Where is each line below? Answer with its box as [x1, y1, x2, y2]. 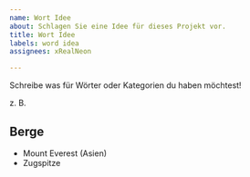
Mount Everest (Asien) [22, 147, 108, 159]
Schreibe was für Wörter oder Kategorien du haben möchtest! [9, 80, 242, 91]
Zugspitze [22, 157, 61, 168]
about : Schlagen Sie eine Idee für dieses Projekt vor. [9, 22, 226, 31]
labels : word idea [9, 38, 79, 48]
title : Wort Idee [9, 30, 76, 39]
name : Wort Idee [9, 13, 71, 23]
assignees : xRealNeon [9, 47, 92, 56]
